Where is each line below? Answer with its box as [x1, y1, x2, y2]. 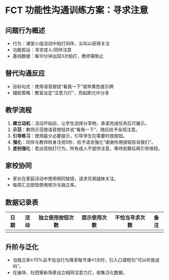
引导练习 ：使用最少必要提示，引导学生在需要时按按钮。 [12, 133, 127, 139]
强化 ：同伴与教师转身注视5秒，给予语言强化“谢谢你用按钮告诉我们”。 [12, 139, 156, 145]
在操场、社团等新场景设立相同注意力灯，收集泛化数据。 [12, 269, 127, 275]
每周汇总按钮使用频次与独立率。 [12, 182, 79, 188]
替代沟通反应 [5, 69, 45, 78]
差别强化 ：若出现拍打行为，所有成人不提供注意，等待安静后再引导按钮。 [12, 145, 162, 151]
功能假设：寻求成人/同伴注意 [12, 47, 72, 53]
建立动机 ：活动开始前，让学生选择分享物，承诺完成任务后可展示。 [12, 120, 149, 126]
